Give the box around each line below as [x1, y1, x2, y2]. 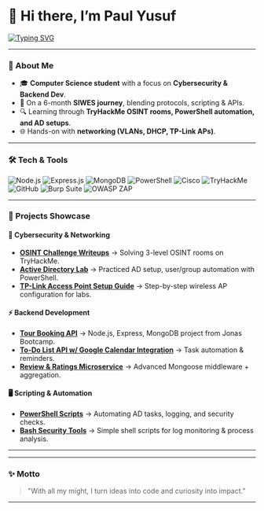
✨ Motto [8, 468, 41, 479]
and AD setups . [19, 118, 71, 128]
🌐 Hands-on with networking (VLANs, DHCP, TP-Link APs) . [19, 127, 216, 136]
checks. [19, 417, 46, 427]
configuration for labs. [19, 289, 92, 299]
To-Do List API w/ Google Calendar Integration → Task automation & [19, 345, 244, 355]
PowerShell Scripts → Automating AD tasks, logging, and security [19, 409, 234, 419]
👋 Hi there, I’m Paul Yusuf [8, 7, 177, 25]
